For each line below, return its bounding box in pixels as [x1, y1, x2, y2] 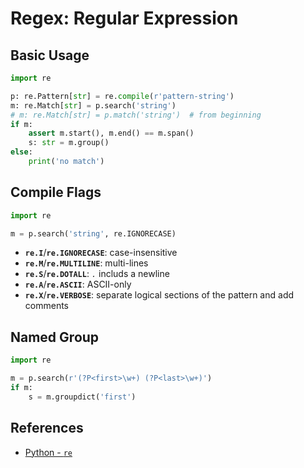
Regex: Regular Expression [10, 7, 239, 30]
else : [10, 147, 33, 157]
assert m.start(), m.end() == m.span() [28, 128, 195, 139]
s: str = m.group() [28, 138, 110, 148]
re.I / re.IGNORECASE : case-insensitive [24, 247, 178, 259]
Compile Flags [10, 184, 102, 201]
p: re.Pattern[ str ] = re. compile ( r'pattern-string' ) [10, 91, 235, 101]
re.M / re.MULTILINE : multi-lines [24, 257, 149, 269]
